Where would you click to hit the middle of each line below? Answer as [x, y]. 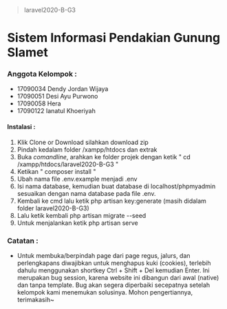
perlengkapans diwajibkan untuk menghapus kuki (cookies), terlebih [114, 263]
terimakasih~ [36, 299]
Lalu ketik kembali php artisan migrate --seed [82, 215]
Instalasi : [21, 127]
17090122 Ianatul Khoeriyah [56, 111]
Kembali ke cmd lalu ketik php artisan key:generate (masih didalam [111, 201]
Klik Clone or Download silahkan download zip [83, 142]
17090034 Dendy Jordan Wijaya [63, 89]
